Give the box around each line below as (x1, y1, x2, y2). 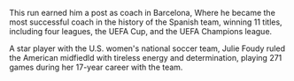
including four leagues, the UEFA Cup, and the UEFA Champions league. (9, 26, 273, 36)
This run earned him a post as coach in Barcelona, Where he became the (9, 8, 276, 18)
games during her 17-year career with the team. (9, 62, 183, 72)
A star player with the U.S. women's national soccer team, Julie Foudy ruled (9, 43, 286, 54)
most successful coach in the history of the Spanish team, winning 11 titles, (9, 17, 282, 27)
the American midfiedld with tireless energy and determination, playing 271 (9, 53, 282, 63)
